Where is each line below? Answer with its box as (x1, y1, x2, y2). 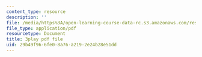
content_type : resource (6, 8, 66, 15)
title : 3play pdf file (6, 36, 63, 42)
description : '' (6, 14, 47, 20)
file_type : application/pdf (6, 25, 77, 31)
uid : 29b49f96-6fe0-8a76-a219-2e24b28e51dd (6, 42, 117, 48)
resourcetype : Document (6, 31, 66, 37)
